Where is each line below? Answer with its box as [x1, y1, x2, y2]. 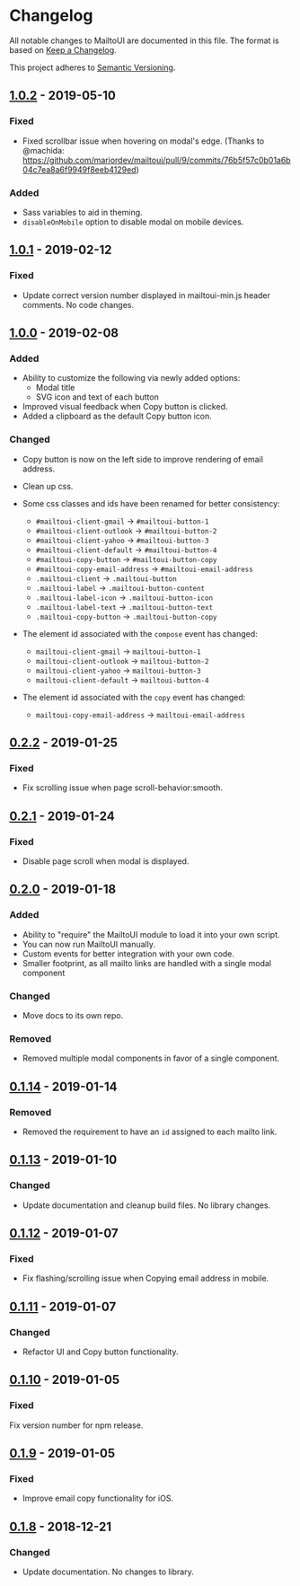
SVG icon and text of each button [35, 392, 159, 402]
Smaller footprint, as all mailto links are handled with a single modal [22, 957, 272, 968]
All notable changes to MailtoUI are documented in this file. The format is [9, 35, 280, 46]
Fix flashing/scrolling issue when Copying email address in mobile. [22, 1273, 269, 1284]
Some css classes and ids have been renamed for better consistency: [22, 498, 280, 508]
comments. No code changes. [22, 299, 135, 310]
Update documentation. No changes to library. [22, 1566, 195, 1577]
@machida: [22, 145, 65, 155]
